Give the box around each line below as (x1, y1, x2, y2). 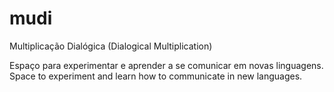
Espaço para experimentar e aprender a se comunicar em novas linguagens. (9, 59, 324, 71)
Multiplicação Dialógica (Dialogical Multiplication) (9, 40, 213, 52)
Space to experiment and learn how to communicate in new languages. (9, 70, 303, 82)
